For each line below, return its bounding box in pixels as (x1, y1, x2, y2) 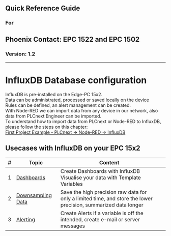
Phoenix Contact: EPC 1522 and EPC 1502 (5, 35, 140, 44)
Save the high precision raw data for (60, 188, 147, 195)
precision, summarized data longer (60, 201, 144, 208)
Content (99, 159, 120, 166)
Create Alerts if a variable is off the (60, 210, 144, 217)
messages (60, 222, 85, 229)
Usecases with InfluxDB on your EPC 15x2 (5, 144, 141, 153)
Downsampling (16, 192, 52, 199)
